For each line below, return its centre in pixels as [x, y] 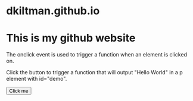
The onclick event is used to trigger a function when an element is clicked [97, 55]
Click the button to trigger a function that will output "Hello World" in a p [94, 72]
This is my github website [71, 38]
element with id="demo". [37, 79]
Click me [19, 91]
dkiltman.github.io [53, 11]
